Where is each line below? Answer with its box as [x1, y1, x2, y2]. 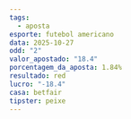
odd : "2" [9, 47, 42, 55]
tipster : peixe [9, 96, 66, 106]
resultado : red [9, 72, 66, 81]
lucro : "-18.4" [9, 80, 66, 89]
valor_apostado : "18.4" [9, 55, 99, 64]
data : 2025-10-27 [9, 38, 74, 47]
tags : [9, 13, 30, 22]
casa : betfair [9, 88, 63, 97]
